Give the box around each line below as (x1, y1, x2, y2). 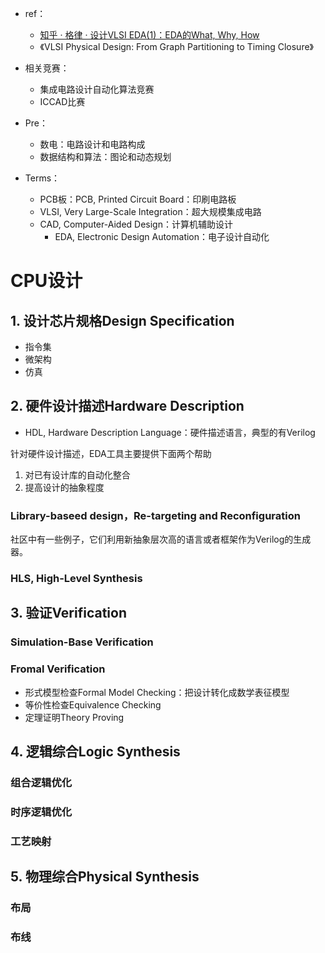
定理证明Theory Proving (24, 711, 125, 723)
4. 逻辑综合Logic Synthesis (10, 743, 181, 761)
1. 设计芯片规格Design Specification (10, 312, 235, 329)
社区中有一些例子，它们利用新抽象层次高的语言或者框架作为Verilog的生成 (10, 533, 312, 546)
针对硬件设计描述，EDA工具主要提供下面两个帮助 (10, 447, 212, 459)
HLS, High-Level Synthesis (10, 572, 143, 586)
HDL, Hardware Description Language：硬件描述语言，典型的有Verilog (24, 426, 316, 438)
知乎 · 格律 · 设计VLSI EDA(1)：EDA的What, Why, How (39, 29, 260, 41)
